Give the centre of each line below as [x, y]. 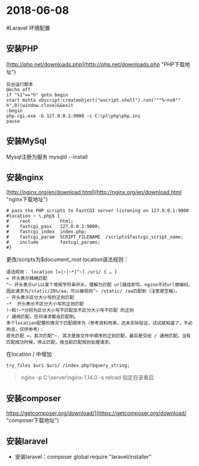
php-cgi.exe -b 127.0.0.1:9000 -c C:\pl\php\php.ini [73, 116]
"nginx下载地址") [27, 200]
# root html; [40, 221]
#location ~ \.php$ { [33, 216]
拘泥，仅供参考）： [25, 330]
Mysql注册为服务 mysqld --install [47, 156]
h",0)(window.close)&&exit [40, 105]
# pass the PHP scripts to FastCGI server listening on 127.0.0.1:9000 [97, 211]
